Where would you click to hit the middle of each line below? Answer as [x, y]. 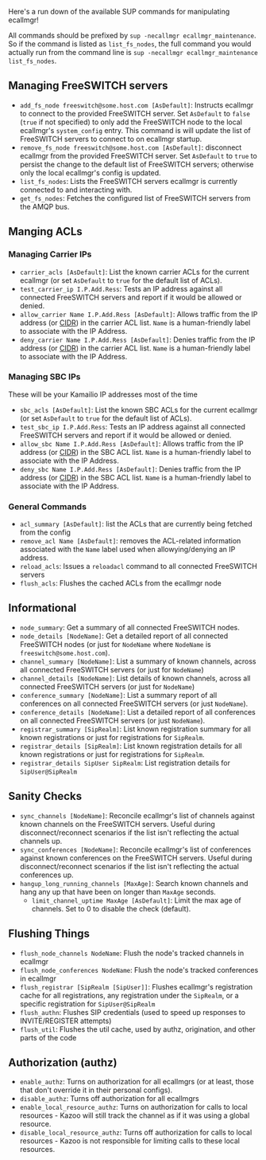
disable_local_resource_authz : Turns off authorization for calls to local [136, 1133]
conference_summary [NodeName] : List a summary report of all [118, 695]
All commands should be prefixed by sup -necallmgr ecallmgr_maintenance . [132, 35]
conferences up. [46, 875]
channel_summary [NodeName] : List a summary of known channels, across [138, 661]
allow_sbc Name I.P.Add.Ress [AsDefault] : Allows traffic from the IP [131, 443]
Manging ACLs [46, 231]
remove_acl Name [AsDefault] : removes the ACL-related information [130, 541]
